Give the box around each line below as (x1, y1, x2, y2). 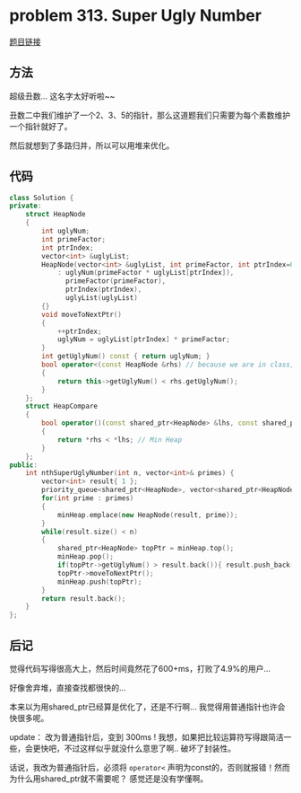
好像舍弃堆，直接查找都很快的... (9, 683, 127, 692)
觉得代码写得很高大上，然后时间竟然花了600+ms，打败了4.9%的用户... (9, 664, 271, 674)
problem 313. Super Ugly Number (9, 5, 262, 26)
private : (9, 201, 42, 211)
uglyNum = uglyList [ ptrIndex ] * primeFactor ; (56, 335, 230, 344)
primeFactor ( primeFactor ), (65, 277, 167, 286)
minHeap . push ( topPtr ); (56, 577, 142, 586)
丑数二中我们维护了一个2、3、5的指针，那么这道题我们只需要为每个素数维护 (9, 110, 291, 120)
